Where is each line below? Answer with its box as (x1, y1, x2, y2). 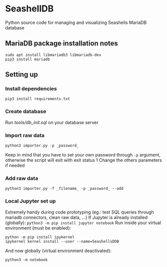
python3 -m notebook (5, 257, 48, 262)
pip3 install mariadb (5, 57, 50, 62)
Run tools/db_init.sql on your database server (5, 119, 99, 125)
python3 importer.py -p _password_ (5, 143, 79, 148)
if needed (5, 162, 25, 168)
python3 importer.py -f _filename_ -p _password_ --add (5, 186, 124, 191)
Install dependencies (5, 85, 57, 92)
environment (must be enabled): (5, 225, 71, 231)
